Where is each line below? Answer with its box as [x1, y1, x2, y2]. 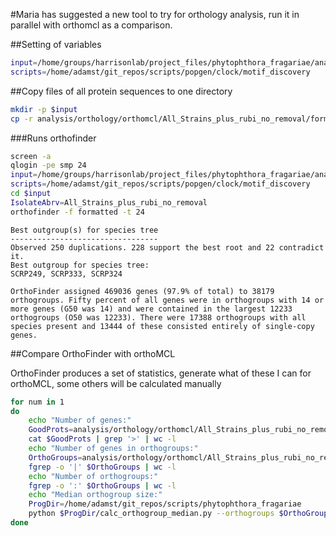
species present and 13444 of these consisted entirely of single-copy [10, 321, 315, 331]
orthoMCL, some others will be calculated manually [10, 377, 222, 389]
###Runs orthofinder [10, 132, 97, 144]
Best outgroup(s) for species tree [10, 225, 159, 235]
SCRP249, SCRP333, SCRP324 [10, 269, 123, 279]
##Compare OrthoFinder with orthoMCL [10, 347, 176, 359]
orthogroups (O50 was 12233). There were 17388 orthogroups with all [10, 312, 307, 323]
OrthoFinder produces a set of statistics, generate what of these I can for [10, 367, 312, 379]
